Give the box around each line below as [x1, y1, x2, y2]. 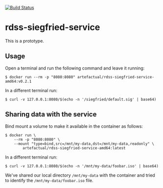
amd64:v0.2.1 [5, 79, 32, 84]
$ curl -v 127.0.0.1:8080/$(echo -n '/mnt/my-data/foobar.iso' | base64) [5, 164, 159, 168]
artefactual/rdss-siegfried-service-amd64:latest [23, 145, 126, 150]
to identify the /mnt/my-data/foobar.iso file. [5, 177, 93, 183]
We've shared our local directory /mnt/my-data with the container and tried [5, 172, 155, 178]
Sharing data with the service [5, 110, 97, 118]
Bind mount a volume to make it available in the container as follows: [5, 123, 143, 129]
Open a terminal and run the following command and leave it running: [5, 65, 145, 71]
